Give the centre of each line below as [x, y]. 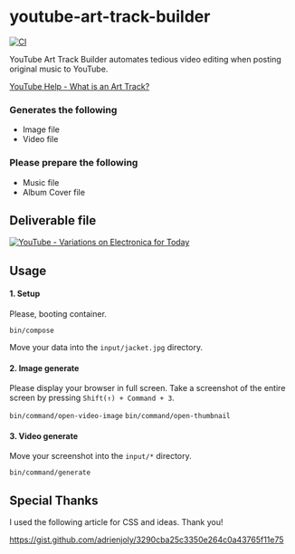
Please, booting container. [58, 313]
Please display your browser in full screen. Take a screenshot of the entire [147, 388]
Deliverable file [53, 220]
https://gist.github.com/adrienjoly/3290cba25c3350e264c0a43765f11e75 [147, 540]
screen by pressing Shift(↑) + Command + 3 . [92, 398]
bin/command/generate [50, 473]
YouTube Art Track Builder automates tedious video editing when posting [146, 59]
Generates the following [63, 110]
